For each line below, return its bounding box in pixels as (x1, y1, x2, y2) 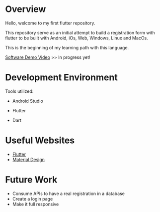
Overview (5, 3, 46, 15)
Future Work (5, 174, 58, 185)
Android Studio (12, 98, 43, 104)
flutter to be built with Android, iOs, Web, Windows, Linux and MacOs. (5, 35, 148, 41)
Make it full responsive (12, 201, 59, 207)
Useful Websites (5, 135, 75, 146)
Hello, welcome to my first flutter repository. (5, 20, 95, 26)
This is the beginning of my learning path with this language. (5, 44, 129, 50)
